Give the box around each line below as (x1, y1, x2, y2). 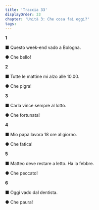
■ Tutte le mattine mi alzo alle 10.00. (5, 73, 80, 80)
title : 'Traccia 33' (5, 7, 48, 12)
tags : (5, 21, 16, 26)
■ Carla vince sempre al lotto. (5, 103, 67, 109)
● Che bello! (5, 54, 31, 60)
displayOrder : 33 (5, 12, 41, 17)
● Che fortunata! (5, 112, 40, 118)
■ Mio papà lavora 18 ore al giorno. (5, 132, 77, 138)
